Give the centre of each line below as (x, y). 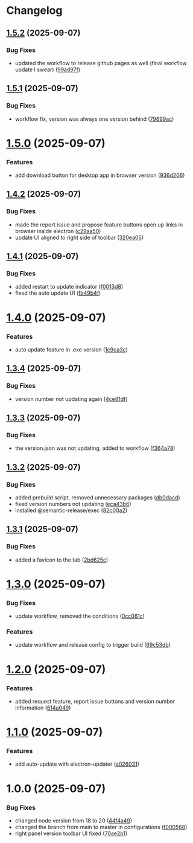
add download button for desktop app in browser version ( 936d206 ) (100, 175)
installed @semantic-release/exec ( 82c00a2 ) (71, 510)
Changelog (34, 11)
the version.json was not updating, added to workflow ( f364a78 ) (95, 448)
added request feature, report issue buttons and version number (95, 701)
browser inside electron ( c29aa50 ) (58, 231)
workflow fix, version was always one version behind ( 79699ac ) (94, 119)
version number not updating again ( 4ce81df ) (71, 399)
